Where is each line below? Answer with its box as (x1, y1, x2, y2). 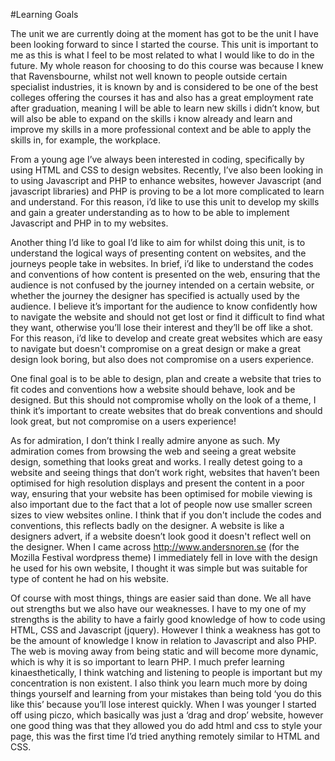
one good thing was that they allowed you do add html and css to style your (10, 720, 323, 731)
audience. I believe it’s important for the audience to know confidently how (10, 300, 318, 312)
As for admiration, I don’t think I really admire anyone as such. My (10, 435, 281, 446)
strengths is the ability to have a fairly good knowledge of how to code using (10, 614, 326, 625)
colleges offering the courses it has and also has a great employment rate (10, 92, 314, 103)
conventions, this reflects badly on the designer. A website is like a (10, 520, 285, 531)
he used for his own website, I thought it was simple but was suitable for (10, 562, 308, 574)
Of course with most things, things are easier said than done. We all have (10, 592, 312, 604)
